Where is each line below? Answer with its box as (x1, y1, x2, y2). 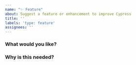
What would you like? (5, 41, 57, 48)
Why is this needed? (5, 53, 54, 60)
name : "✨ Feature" (5, 7, 43, 12)
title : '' (5, 16, 25, 21)
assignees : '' (5, 25, 34, 30)
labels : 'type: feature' (5, 20, 55, 26)
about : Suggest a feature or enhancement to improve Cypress (5, 12, 132, 16)
